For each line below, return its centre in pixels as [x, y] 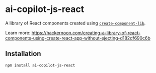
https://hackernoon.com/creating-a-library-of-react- [86, 32]
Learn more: [18, 32]
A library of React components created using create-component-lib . [75, 23]
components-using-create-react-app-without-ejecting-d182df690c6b [78, 38]
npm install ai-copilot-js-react [40, 65]
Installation [23, 54]
